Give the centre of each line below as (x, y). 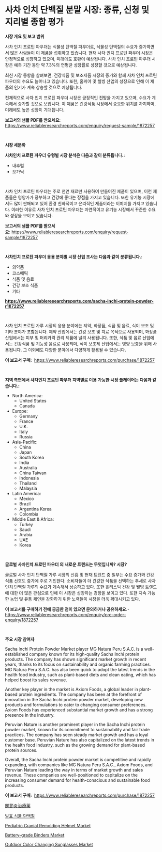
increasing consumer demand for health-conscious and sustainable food (78, 780)
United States (33, 401)
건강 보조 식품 (25, 285)
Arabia (26, 534)
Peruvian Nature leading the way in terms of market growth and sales (74, 770)
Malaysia (28, 488)
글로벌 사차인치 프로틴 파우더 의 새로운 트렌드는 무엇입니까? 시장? (66, 564)
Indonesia (29, 478)
